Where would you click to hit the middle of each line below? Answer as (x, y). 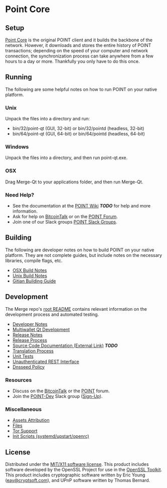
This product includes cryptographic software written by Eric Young (75, 475)
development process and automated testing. (52, 314)
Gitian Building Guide (34, 281)
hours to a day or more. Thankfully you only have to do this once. (72, 61)
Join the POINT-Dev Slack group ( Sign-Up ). (57, 396)
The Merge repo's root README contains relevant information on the (76, 309)
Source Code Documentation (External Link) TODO (65, 345)
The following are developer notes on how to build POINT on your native (80, 250)
